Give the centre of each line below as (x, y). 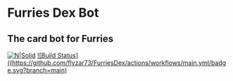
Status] (68, 55)
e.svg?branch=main (36, 70)
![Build (46, 55)
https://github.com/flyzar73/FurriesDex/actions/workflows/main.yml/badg (119, 63)
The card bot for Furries (61, 39)
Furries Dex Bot (53, 13)
